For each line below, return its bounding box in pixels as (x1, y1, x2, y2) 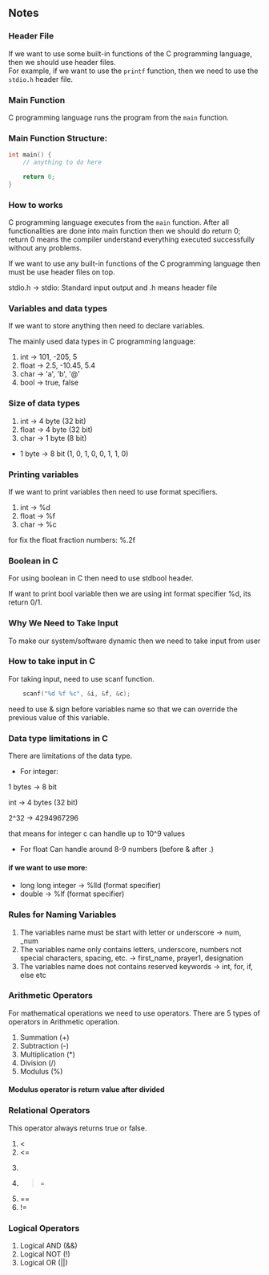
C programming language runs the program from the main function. (8, 112, 230, 122)
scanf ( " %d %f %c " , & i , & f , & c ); (22, 690, 130, 698)
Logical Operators (8, 1222, 80, 1233)
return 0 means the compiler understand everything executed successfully (8, 234, 255, 244)
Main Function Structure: (8, 132, 108, 144)
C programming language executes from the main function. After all (8, 218, 230, 227)
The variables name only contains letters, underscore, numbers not (19, 944, 242, 954)
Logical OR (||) (19, 1258, 68, 1268)
